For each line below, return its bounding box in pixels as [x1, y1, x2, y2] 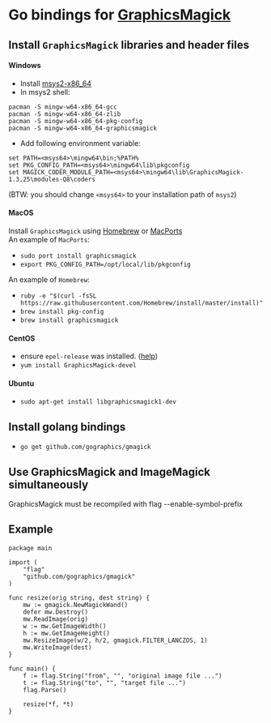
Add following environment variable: [19, 138, 142, 148]
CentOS [8, 333, 36, 343]
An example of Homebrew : [8, 274, 91, 284]
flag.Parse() [23, 686, 67, 694]
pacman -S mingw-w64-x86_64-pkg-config [8, 117, 143, 125]
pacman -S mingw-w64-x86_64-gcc [8, 103, 117, 111]
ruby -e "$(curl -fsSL [19, 292, 97, 300]
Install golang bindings [8, 420, 126, 434]
